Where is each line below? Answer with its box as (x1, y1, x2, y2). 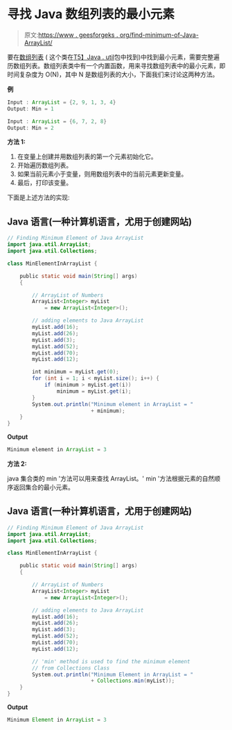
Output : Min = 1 (7, 105, 54, 112)
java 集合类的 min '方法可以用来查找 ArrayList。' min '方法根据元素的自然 (7, 474, 215, 482)
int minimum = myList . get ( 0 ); (32, 368, 119, 375)
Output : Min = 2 (7, 124, 54, 131)
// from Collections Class (32, 665, 110, 672)
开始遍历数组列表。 (17, 161, 73, 170)
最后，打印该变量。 (17, 179, 73, 187)
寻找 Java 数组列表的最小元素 (7, 6, 175, 22)
